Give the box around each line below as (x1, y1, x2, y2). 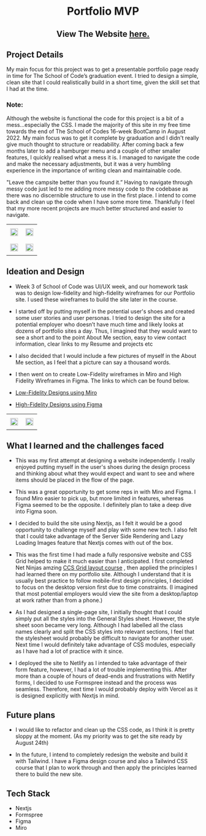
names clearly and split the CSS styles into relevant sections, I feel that (15, 628, 195, 636)
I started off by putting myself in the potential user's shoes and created (15, 308, 195, 315)
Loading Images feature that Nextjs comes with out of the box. (15, 539, 174, 547)
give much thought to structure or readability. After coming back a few (6, 140, 184, 148)
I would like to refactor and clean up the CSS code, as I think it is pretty (15, 726, 195, 734)
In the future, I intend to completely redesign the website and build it (15, 751, 188, 758)
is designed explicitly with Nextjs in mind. (15, 692, 120, 699)
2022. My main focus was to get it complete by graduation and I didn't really (6, 134, 199, 142)
